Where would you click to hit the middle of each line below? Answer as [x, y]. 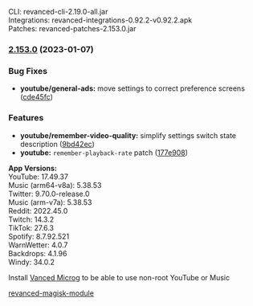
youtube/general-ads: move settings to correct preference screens [132, 88]
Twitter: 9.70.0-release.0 [49, 194]
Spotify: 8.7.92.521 [39, 236]
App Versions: [33, 168]
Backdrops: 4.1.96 [38, 253]
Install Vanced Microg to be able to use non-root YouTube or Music [119, 277]
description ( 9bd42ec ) [57, 144]
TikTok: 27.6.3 [31, 227]
